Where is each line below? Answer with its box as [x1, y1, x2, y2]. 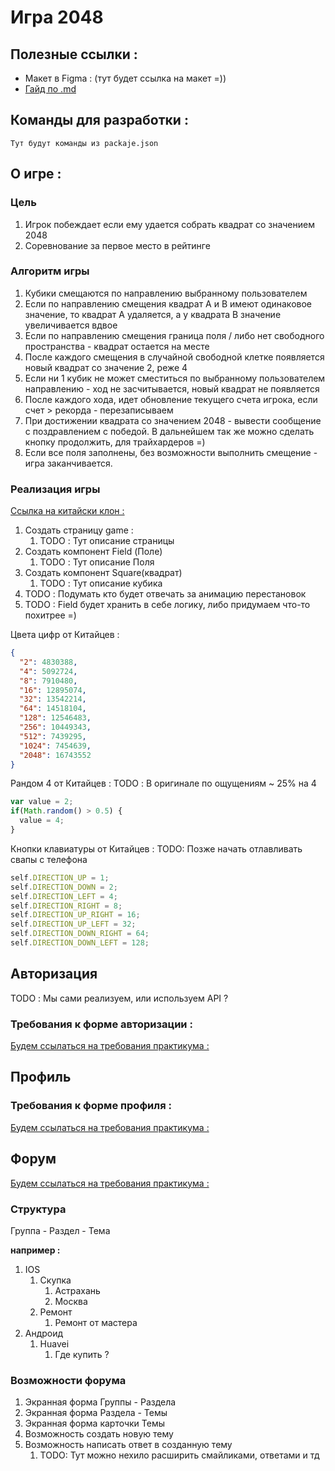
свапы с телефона [10, 853, 88, 865]
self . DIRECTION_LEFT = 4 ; [10, 891, 118, 901]
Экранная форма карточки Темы [24, 1417, 166, 1430]
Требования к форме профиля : [10, 1099, 172, 1113]
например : [10, 1244, 61, 1256]
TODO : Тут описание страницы [39, 535, 175, 547]
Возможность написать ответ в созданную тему [24, 1439, 233, 1451]
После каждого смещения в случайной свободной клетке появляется [24, 351, 325, 363]
